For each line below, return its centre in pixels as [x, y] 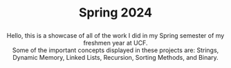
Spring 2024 [115, 13]
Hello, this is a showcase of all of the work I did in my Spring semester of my [115, 36]
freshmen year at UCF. [115, 43]
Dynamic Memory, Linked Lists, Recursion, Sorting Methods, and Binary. [115, 58]
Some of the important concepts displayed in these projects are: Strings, [115, 50]
